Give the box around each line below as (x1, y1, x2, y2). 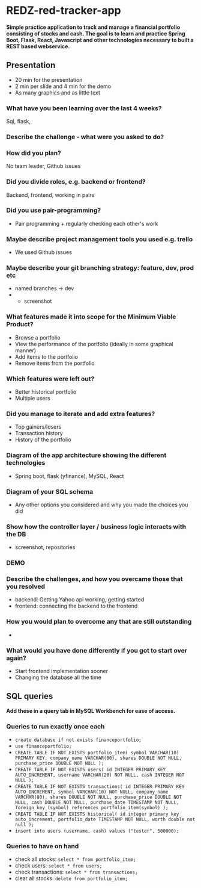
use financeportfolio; (14, 744, 72, 750)
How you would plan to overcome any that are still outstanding (6, 618, 192, 626)
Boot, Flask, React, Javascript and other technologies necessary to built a (6, 36, 194, 43)
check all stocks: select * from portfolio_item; (14, 855, 136, 863)
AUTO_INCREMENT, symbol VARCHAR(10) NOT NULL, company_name (14, 789, 169, 795)
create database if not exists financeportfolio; (14, 737, 142, 744)
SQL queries (6, 691, 53, 701)
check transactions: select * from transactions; (14, 868, 138, 876)
